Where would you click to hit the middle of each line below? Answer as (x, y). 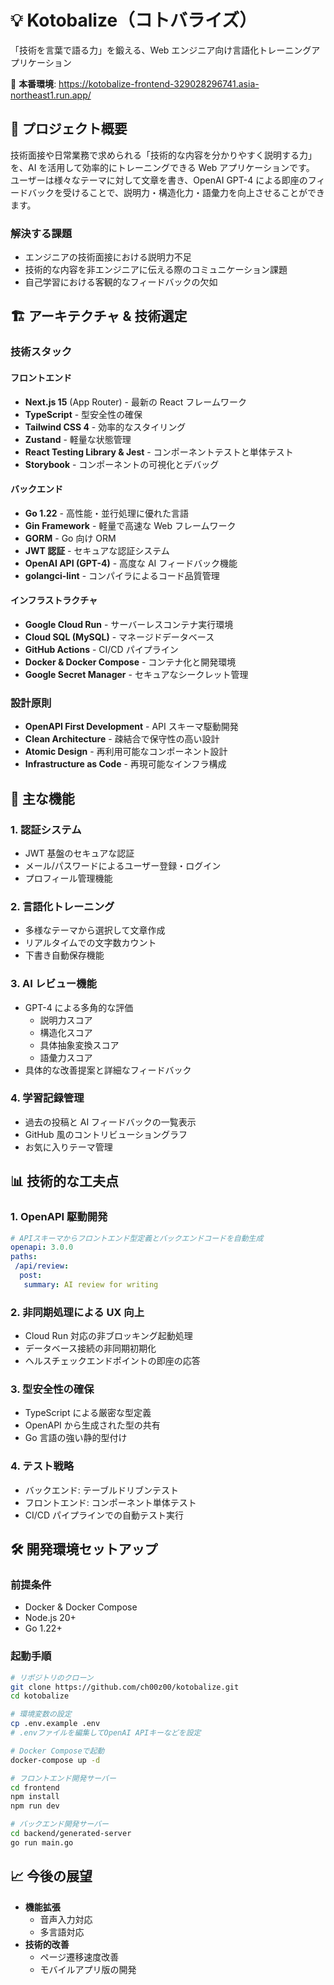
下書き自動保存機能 (64, 955)
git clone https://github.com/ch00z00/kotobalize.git (125, 1687)
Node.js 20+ (50, 1618)
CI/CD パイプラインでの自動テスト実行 (104, 1515)
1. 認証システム (46, 829)
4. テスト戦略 (42, 1466)
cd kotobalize (40, 1696)
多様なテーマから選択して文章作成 (95, 930)
